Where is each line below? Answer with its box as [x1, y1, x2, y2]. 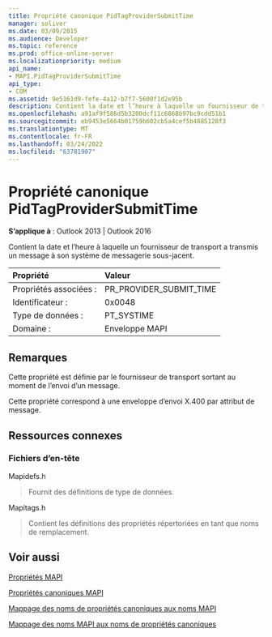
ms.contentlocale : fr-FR [8, 132, 92, 140]
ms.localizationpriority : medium [8, 58, 121, 66]
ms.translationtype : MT [8, 125, 89, 133]
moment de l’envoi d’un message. [8, 381, 121, 391]
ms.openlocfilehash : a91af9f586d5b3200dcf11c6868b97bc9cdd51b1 [8, 110, 227, 118]
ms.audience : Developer [8, 34, 89, 43]
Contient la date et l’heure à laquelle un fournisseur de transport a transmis [8, 242, 259, 252]
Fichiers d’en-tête [8, 453, 80, 464]
